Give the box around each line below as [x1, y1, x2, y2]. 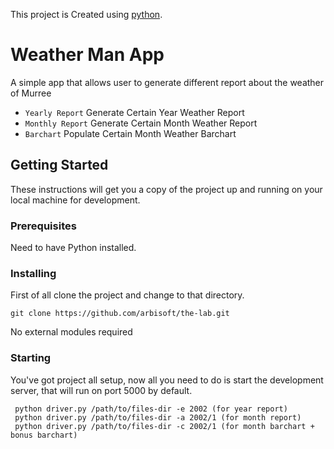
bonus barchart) [10, 430, 78, 440]
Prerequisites [10, 219, 77, 233]
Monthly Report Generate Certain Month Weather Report [24, 117, 258, 129]
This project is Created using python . [10, 9, 163, 20]
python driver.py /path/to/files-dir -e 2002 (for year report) [14, 404, 288, 414]
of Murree [10, 87, 52, 99]
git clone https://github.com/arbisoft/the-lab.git [10, 309, 230, 319]
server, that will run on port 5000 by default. [10, 384, 193, 396]
